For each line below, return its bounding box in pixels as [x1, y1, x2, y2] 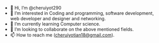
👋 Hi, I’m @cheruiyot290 [10, 5, 62, 11]
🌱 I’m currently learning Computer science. [10, 21, 100, 27]
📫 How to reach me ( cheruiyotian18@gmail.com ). [10, 32, 115, 38]
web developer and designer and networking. [10, 16, 106, 21]
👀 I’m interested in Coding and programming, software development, [10, 10, 154, 16]
